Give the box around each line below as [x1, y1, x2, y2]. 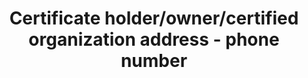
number [120, 50, 188, 72]
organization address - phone [28, 28, 280, 51]
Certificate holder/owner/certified [9, 7, 299, 30]
